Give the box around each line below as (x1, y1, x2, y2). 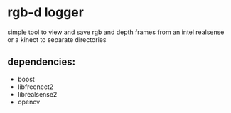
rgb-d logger (7, 4, 84, 21)
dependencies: (7, 56, 76, 68)
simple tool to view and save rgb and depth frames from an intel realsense (7, 28, 225, 36)
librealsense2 (17, 90, 58, 98)
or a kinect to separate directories (7, 35, 107, 43)
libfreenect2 (17, 82, 54, 91)
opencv (17, 97, 41, 106)
